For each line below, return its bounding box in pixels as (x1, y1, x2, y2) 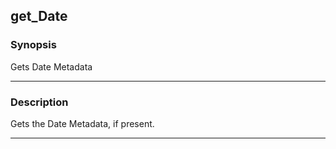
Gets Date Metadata (10, 60, 93, 73)
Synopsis (10, 38, 57, 52)
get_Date (10, 8, 68, 25)
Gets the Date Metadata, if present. (10, 117, 155, 129)
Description (10, 95, 69, 109)
